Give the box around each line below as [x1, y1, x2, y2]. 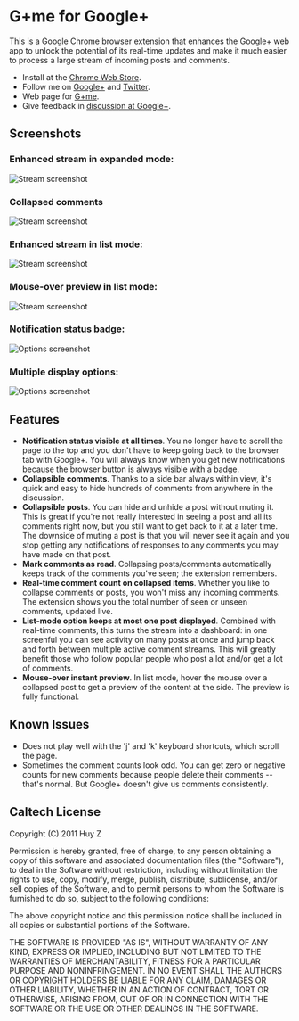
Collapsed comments [9, 195, 104, 208]
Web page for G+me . [21, 91, 100, 102]
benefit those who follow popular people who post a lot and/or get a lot [21, 653, 283, 663]
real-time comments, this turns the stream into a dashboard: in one [21, 624, 268, 635]
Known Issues [9, 717, 90, 732]
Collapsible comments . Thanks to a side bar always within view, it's [21, 473, 272, 483]
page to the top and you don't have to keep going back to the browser [21, 444, 279, 456]
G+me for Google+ [9, 6, 149, 27]
